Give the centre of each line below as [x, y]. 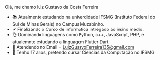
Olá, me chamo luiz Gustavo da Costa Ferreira [52, 7]
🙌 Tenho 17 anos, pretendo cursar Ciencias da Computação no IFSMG [83, 52]
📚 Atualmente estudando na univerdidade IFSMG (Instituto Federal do [84, 17]
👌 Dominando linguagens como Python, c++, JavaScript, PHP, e [78, 35]
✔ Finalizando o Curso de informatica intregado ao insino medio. [78, 29]
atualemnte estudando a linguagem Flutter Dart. [61, 42]
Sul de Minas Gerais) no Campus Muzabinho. [58, 24]
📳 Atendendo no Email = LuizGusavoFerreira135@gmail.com [73, 47]
